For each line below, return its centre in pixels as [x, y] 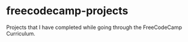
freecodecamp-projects [67, 11]
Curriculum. [21, 33]
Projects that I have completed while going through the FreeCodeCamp [94, 27]
